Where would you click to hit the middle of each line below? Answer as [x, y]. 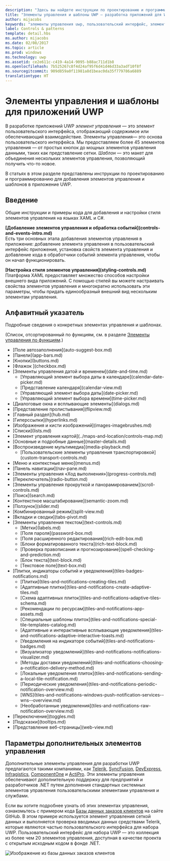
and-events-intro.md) [29, 233]
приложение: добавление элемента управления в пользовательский [80, 244]
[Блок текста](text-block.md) [51, 560]
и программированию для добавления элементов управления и [75, 179]
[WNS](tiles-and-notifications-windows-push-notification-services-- [92, 695]
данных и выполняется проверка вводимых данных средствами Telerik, [83, 822]
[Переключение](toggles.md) [44, 716]
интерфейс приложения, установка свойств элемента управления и [79, 249]
